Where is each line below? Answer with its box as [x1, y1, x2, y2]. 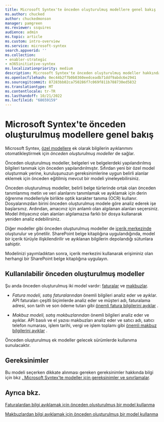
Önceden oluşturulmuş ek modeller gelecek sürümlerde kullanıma [5, 337, 137, 343]
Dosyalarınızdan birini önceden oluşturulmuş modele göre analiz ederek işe [5, 201, 156, 206]
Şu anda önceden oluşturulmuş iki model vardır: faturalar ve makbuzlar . [5, 282, 148, 288]
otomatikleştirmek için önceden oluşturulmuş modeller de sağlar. [5, 151, 135, 157]
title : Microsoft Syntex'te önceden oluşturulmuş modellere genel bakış [5, 7, 156, 12]
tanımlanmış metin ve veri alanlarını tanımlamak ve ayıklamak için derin [5, 190, 147, 196]
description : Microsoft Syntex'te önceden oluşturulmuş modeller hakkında [5, 71, 161, 76]
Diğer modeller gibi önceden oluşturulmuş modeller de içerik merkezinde [5, 225, 152, 232]
